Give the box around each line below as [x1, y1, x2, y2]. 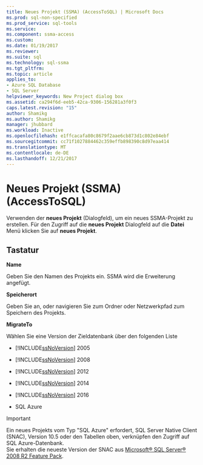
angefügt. [6, 279, 31, 287]
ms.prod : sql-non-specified [6, 15, 78, 21]
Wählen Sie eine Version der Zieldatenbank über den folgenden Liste [6, 333, 178, 340]
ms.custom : [6, 37, 34, 43]
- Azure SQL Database [6, 82, 61, 89]
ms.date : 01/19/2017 [6, 43, 59, 49]
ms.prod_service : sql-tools [6, 20, 78, 26]
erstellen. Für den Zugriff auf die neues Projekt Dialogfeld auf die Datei [6, 221, 185, 228]
